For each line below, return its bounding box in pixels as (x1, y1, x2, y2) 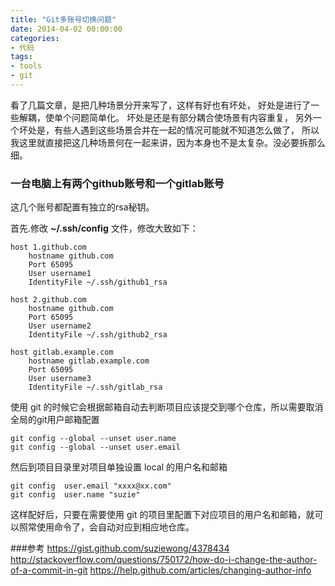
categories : (10, 33, 60, 43)
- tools (10, 61, 43, 71)
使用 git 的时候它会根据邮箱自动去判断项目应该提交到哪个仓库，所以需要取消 (10, 401, 324, 413)
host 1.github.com (10, 242, 87, 253)
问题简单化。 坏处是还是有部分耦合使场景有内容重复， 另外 (71, 111, 313, 123)
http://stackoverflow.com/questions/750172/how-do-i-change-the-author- (10, 554, 318, 566)
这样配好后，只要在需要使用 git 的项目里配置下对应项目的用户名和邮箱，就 (10, 509, 315, 521)
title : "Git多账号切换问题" (10, 14, 117, 25)
